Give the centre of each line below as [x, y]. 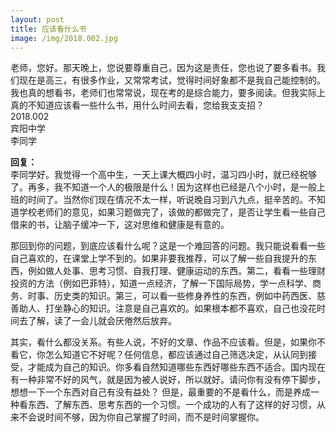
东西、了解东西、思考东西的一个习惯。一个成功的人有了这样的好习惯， [172, 405]
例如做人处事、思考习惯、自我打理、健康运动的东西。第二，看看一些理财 [176, 271]
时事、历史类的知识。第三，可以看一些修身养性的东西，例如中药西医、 [172, 296]
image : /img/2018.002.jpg [64, 38]
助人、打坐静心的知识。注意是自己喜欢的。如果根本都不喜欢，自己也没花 [167, 308]
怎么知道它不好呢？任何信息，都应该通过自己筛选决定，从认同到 [176, 355]
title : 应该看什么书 [48, 29]
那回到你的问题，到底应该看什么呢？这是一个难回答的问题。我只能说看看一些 [168, 246]
